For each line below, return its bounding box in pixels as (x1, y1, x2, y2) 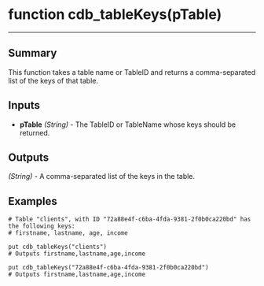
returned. (19, 128, 50, 137)
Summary (8, 46, 57, 60)
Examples (8, 195, 57, 208)
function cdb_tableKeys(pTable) (8, 6, 222, 24)
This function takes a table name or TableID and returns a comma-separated (8, 67, 256, 76)
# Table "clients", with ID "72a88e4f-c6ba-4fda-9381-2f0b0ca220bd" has (8, 215, 251, 224)
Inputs (8, 98, 41, 112)
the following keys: (8, 222, 76, 230)
